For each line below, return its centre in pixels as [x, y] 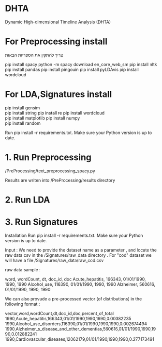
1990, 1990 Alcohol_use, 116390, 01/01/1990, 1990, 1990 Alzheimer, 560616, [80, 284]
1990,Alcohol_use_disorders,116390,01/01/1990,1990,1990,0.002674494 [76, 324]
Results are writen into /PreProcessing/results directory [60, 180]
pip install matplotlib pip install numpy [43, 118]
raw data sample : [23, 269]
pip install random [23, 123]
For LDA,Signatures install [59, 94]
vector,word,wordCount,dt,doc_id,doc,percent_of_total [59, 313]
